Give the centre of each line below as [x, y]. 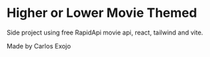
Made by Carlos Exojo [39, 46]
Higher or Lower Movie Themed [102, 13]
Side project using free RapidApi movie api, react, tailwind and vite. [105, 32]
